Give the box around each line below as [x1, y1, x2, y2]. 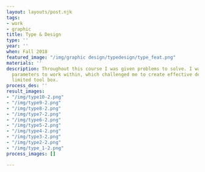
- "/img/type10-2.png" [6, 94, 64, 100]
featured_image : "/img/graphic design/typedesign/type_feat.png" [6, 54, 176, 60]
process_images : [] [6, 151, 56, 157]
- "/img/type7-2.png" [6, 111, 62, 117]
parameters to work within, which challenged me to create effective [12, 71, 192, 77]
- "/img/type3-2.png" [6, 134, 62, 140]
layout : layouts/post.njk [6, 9, 72, 15]
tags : [6, 15, 20, 21]
